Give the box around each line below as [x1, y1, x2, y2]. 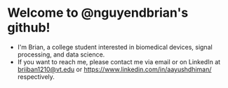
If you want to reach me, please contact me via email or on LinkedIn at [17, 57, 221, 66]
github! [7, 20, 51, 36]
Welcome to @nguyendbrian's [7, 5, 189, 21]
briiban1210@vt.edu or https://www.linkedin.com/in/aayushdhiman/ [17, 65, 212, 73]
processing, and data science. [17, 50, 105, 59]
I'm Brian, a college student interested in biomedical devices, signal [17, 43, 213, 51]
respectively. [17, 72, 55, 81]
